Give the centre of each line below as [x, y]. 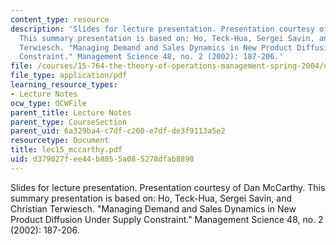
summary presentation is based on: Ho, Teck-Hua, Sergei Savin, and [151, 198]
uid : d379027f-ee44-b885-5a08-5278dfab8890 [102, 159]
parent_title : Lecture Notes [71, 112]
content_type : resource [60, 19]
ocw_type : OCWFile [48, 103]
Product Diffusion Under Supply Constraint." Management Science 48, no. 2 [167, 219]
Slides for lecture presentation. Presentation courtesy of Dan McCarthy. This [168, 187]
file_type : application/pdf [69, 76]
